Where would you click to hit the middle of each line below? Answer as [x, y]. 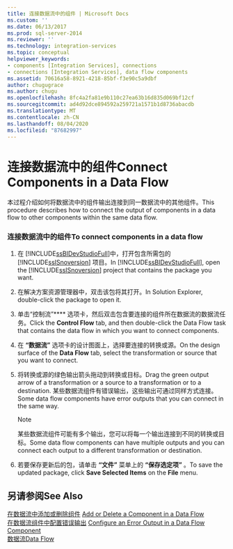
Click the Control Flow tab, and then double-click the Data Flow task [128, 323]
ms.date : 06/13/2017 [37, 26]
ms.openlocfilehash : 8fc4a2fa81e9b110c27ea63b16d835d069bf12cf [101, 98]
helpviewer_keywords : [39, 59]
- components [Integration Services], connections [82, 65]
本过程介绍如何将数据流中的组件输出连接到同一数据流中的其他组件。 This [111, 202]
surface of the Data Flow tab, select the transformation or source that [117, 353]
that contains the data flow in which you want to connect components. [118, 330]
